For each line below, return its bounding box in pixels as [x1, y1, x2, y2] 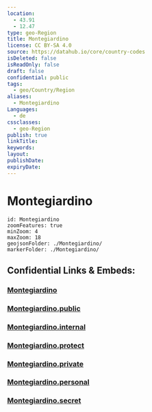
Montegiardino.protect [7, 340, 84, 350]
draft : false [7, 67, 45, 74]
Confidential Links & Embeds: [7, 264, 136, 276]
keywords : [7, 144, 36, 151]
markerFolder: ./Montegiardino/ [7, 246, 99, 253]
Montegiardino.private [7, 359, 84, 369]
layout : [7, 151, 29, 158]
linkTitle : [7, 138, 38, 145]
